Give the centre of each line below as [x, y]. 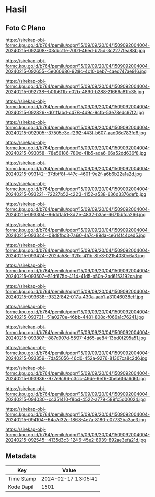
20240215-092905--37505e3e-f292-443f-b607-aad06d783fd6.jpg [76, 133]
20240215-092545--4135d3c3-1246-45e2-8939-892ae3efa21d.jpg [76, 440]
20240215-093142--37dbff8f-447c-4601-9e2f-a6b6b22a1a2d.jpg [74, 174]
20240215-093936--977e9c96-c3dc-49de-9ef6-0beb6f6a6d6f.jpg [76, 379]
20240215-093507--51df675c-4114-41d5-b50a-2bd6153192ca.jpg [74, 276]
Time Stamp [22, 479]
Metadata [21, 456]
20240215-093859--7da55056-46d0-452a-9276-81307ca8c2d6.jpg [76, 358]
